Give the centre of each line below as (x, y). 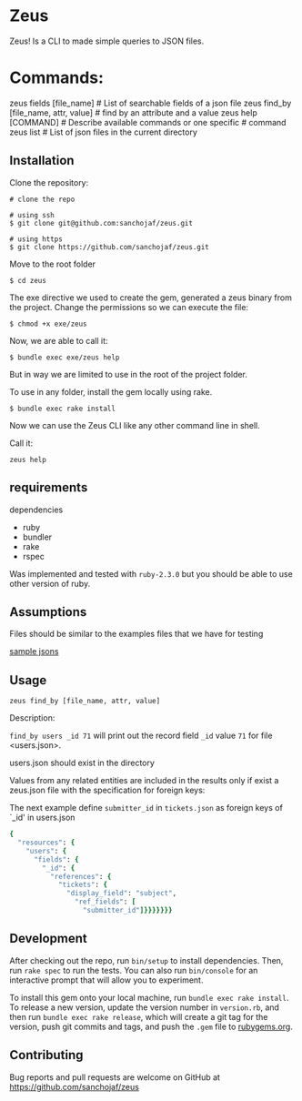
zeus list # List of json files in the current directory (104, 132)
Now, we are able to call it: (59, 340)
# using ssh (32, 215)
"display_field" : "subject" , (122, 894)
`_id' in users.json (42, 818)
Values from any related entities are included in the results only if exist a (144, 781)
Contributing (46, 1055)
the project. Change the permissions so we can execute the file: (129, 307)
